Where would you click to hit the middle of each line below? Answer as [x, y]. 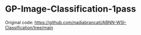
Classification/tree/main [29, 27]
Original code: [19, 22]
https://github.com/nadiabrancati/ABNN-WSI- [81, 22]
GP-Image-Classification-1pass [70, 9]
